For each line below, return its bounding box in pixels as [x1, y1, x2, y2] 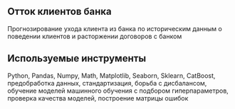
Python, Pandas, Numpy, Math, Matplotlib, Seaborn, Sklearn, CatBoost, [7, 71, 216, 80]
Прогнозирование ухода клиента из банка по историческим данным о [7, 24, 222, 33]
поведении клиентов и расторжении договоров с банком [7, 32, 182, 40]
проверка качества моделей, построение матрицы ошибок [7, 93, 189, 102]
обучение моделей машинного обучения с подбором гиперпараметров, [7, 86, 229, 95]
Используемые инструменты [7, 52, 147, 64]
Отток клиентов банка [7, 6, 112, 18]
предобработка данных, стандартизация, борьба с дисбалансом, [7, 79, 207, 87]
